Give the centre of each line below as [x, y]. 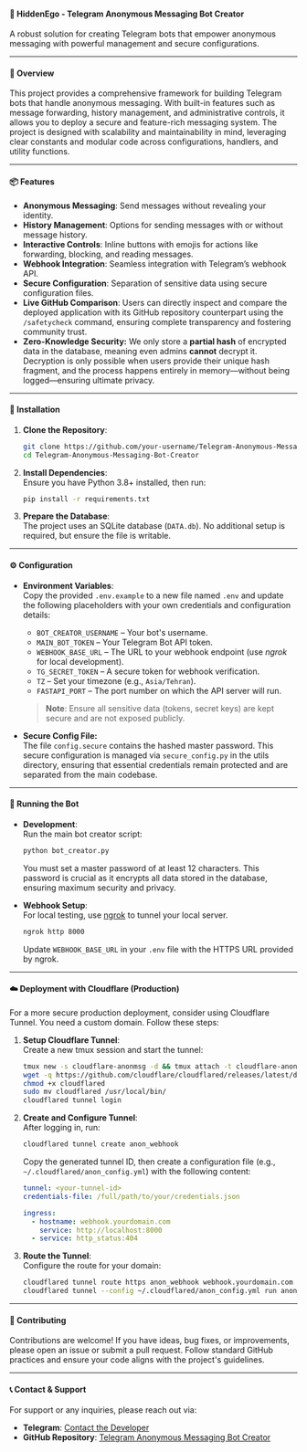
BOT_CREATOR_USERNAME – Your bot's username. [122, 632]
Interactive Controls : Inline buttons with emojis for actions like [140, 244]
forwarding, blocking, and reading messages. [108, 254]
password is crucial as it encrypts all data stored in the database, [145, 878]
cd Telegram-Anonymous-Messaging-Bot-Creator [111, 455]
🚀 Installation [35, 410]
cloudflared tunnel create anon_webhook [101, 1144]
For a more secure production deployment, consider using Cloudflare [139, 1012]
